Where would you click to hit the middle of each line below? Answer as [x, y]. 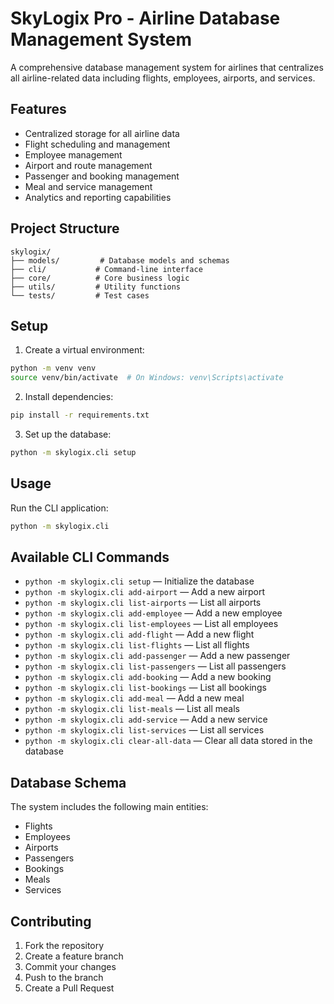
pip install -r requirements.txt [80, 415]
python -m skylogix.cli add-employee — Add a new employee [153, 613]
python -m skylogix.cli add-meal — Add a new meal [134, 698]
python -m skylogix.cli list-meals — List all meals [132, 709]
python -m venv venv [53, 368]
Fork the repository [64, 945]
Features [38, 109]
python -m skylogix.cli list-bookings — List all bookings [145, 688]
